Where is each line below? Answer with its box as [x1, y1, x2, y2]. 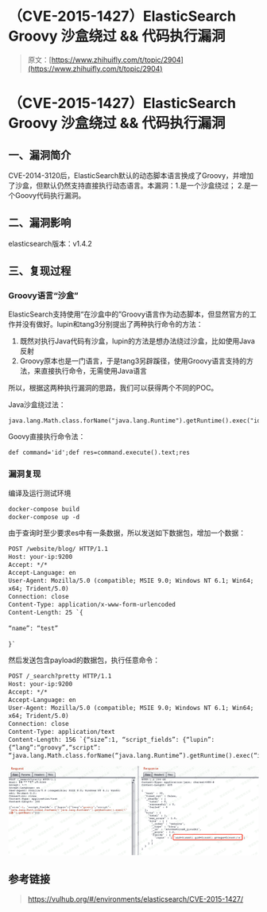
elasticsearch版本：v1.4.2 [8, 239, 93, 248]
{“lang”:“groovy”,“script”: [8, 743, 102, 751]
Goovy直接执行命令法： [8, 432, 86, 441]
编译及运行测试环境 [8, 488, 72, 498]
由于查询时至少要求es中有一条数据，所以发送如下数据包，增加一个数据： [8, 528, 246, 537]
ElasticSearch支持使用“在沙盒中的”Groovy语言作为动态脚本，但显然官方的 [8, 309, 250, 319]
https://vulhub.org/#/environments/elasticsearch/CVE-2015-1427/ [27, 894, 244, 903]
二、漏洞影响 [8, 216, 72, 230]
